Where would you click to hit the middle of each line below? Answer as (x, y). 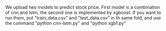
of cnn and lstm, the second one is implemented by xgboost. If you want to (83, 12)
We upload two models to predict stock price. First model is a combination (83, 7)
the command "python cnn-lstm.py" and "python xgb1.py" (66, 23)
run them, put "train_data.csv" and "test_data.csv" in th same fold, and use (83, 18)
